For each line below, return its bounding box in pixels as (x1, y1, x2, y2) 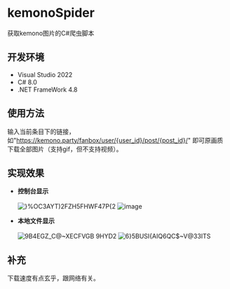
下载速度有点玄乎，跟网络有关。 (7, 274, 100, 283)
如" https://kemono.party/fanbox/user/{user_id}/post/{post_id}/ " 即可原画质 (7, 136, 224, 144)
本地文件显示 (17, 217, 55, 225)
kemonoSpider (7, 5, 95, 21)
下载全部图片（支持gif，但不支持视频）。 (7, 145, 123, 153)
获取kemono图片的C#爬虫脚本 (7, 29, 95, 37)
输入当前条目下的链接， (7, 127, 75, 136)
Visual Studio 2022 (17, 70, 73, 78)
